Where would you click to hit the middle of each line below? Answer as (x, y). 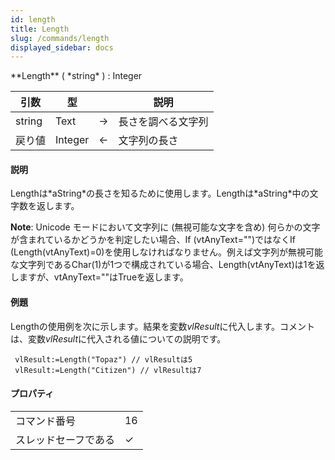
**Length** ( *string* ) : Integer (76, 76)
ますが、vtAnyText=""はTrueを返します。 (103, 277)
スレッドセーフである (65, 439)
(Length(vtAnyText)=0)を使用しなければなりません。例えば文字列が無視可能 (166, 252)
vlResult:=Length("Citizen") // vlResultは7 (108, 370)
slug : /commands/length (60, 38)
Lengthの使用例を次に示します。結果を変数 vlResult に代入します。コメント (163, 326)
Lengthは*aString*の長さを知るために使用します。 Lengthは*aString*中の (160, 193)
